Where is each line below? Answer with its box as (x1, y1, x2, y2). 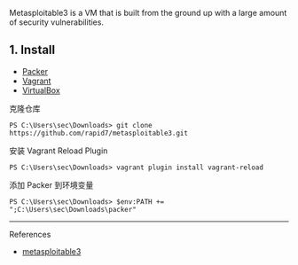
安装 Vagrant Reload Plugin (9, 145, 108, 156)
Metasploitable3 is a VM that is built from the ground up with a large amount (9, 8, 287, 18)
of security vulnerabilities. (9, 17, 105, 27)
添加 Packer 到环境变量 (9, 179, 94, 190)
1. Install (9, 43, 56, 58)
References (9, 229, 51, 239)
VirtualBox (21, 84, 60, 96)
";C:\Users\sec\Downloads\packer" (9, 205, 137, 214)
